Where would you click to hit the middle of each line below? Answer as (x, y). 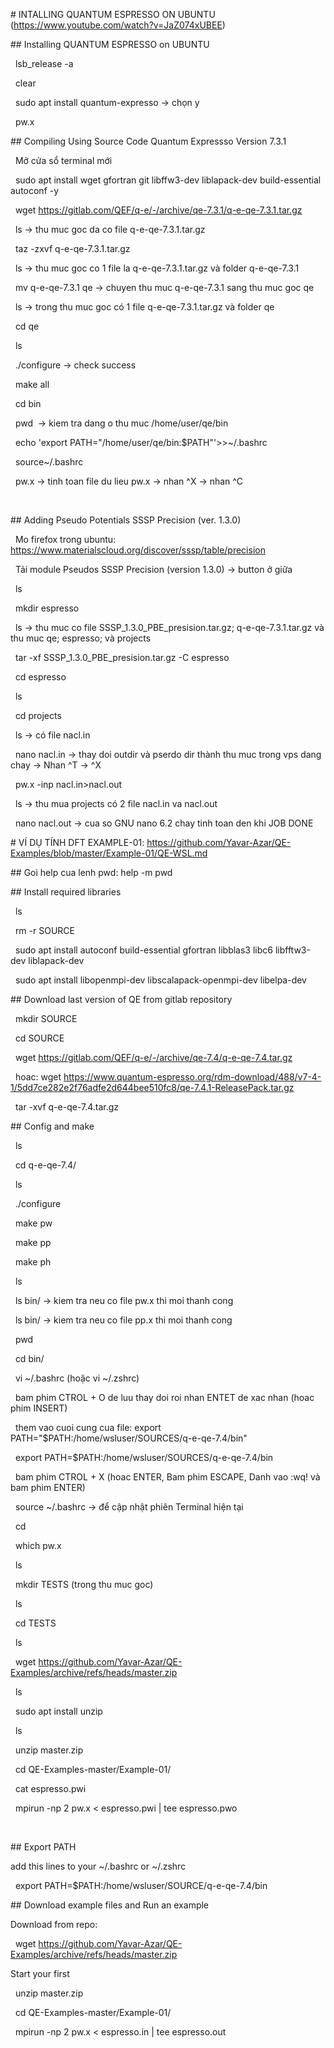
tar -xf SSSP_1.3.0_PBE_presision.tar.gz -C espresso (122, 657)
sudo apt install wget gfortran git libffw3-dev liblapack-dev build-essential (168, 180)
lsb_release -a (44, 63)
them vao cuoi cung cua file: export (88, 1427)
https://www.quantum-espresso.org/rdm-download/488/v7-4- (192, 1077)
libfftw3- (292, 950)
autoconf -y (35, 190)
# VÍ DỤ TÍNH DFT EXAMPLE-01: (77, 842)
